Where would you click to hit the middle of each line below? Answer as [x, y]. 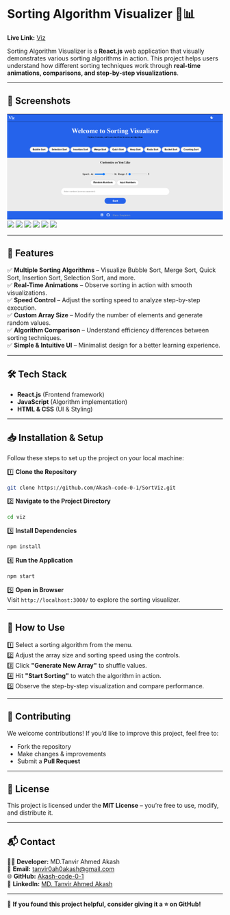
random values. [29, 323]
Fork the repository [44, 746]
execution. [22, 308]
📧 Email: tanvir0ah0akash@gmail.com [61, 869]
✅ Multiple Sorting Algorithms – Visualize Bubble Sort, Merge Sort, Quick [112, 270]
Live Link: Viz [26, 37]
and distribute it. [30, 813]
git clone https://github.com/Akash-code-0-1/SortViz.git [91, 488]
